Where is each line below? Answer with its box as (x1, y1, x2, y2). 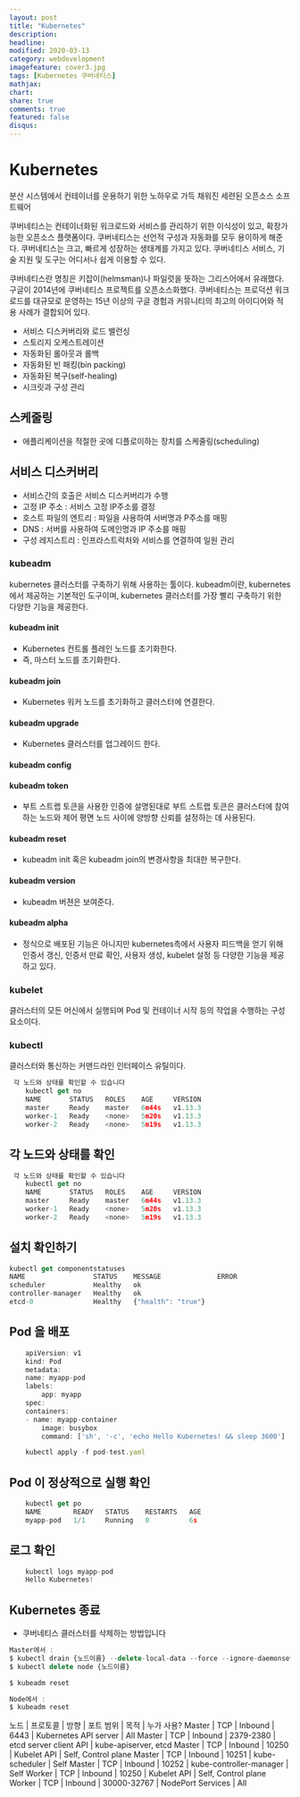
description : (9, 30, 58, 38)
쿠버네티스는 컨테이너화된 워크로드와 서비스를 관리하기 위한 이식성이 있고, (9, 220, 265, 231)
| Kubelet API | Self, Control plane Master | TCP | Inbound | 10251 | (9, 1750, 252, 1760)
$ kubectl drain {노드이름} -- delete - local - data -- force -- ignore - (9, 1654, 258, 1663)
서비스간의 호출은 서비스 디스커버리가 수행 (21, 489, 169, 501)
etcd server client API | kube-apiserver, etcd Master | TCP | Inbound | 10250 (9, 1740, 289, 1750)
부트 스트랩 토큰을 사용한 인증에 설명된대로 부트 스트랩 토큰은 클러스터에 (21, 801, 273, 812)
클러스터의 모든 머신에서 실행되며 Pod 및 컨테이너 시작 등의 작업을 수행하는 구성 (9, 1005, 286, 1016)
